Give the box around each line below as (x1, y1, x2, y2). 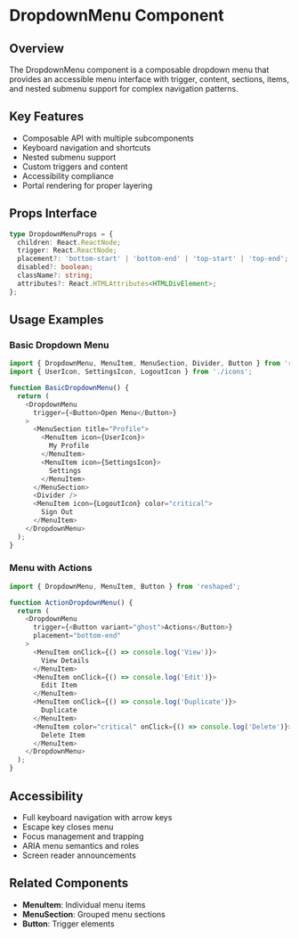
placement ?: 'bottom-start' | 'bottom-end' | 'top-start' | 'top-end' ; (17, 255, 289, 264)
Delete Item (41, 730, 86, 739)
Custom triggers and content (21, 161, 128, 172)
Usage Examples (9, 313, 104, 328)
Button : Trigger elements (21, 918, 115, 929)
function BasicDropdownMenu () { (9, 384, 129, 393)
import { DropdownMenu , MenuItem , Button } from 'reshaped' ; (9, 582, 241, 591)
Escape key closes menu (21, 821, 114, 832)
